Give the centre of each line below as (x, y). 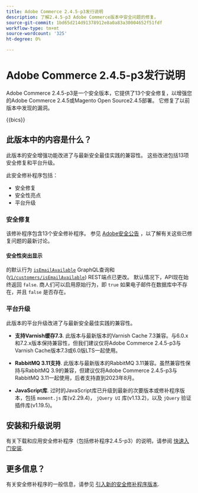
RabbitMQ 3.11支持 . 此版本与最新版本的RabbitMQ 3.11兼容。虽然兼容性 (100, 363)
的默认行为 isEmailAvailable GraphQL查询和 (61, 270)
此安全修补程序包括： (32, 175)
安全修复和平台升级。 (32, 162)
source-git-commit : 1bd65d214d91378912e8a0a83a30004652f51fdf (84, 23)
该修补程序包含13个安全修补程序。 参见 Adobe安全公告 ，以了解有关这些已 (97, 233)
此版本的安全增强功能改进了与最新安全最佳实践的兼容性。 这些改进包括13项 (98, 155)
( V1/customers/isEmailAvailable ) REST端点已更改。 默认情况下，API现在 (95, 277)
